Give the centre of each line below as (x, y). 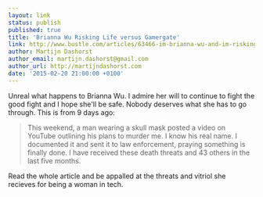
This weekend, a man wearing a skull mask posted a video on (126, 127)
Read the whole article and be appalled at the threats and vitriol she (117, 176)
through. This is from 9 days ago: (61, 112)
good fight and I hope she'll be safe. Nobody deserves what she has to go (128, 104)
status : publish (34, 23)
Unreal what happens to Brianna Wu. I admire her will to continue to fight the (131, 95)
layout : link (29, 15)
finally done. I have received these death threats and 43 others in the (139, 152)
